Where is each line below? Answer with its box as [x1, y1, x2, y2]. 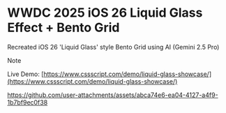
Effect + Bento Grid [7, 20, 120, 36]
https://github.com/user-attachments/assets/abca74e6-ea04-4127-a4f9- [7, 91, 218, 99]
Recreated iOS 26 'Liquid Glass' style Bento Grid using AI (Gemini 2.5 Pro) [7, 43, 220, 51]
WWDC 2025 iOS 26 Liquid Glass [7, 5, 203, 21]
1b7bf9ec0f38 [7, 98, 48, 106]
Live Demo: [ [7, 70, 44, 78]
